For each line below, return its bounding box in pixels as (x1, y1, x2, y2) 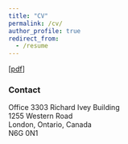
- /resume (15, 42, 48, 50)
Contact (8, 84, 41, 95)
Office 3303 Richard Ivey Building (8, 103, 120, 112)
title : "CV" (8, 11, 48, 20)
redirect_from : (8, 34, 60, 43)
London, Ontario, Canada (8, 120, 93, 129)
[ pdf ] (8, 64, 26, 74)
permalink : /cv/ (8, 19, 63, 28)
